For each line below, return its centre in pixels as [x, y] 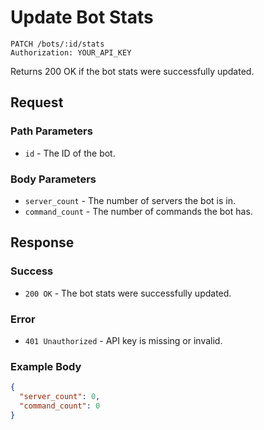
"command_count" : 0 [60, 406]
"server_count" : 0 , [60, 397]
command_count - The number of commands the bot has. [138, 211]
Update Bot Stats [82, 17]
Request [37, 102]
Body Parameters [53, 179]
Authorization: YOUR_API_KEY [71, 52]
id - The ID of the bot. [70, 153]
